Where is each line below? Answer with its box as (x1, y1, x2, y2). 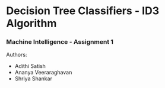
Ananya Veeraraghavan (14, 69, 72, 76)
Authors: (6, 51, 27, 58)
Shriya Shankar (14, 75, 52, 82)
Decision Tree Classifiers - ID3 (6, 4, 160, 18)
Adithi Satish (14, 63, 46, 70)
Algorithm (6, 17, 57, 30)
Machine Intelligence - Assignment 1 (6, 38, 114, 46)
